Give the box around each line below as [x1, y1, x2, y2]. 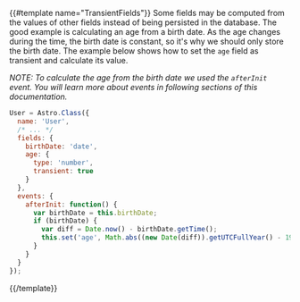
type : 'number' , [32, 158, 94, 168]
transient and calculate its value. [9, 55, 129, 65]
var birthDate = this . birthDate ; [32, 208, 158, 217]
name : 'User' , [17, 116, 70, 126]
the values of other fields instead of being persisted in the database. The [9, 17, 277, 28]
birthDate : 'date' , [25, 142, 98, 151]
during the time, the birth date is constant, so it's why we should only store [9, 36, 284, 46]
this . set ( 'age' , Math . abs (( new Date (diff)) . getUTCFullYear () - [41, 233, 281, 242]
